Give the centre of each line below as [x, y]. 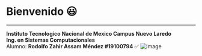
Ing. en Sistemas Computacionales [50, 40]
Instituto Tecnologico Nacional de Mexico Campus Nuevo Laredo [89, 33]
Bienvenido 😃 [42, 12]
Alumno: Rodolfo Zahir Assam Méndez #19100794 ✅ [73, 46]
